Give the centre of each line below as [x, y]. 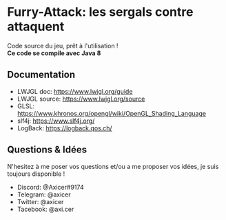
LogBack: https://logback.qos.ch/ [64, 128]
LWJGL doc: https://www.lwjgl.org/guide [75, 91]
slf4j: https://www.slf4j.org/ [56, 121]
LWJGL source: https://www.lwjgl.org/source [81, 99]
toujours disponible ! [36, 174]
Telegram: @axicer [44, 194]
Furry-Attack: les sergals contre [100, 12]
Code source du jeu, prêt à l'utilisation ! [63, 46]
